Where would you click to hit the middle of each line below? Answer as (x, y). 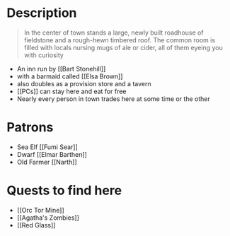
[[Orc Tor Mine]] (40, 210)
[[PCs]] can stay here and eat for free (71, 91)
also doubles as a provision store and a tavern (84, 83)
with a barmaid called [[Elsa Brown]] (70, 76)
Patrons (30, 128)
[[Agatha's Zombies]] (48, 218)
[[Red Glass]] (36, 225)
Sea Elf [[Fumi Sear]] (47, 147)
